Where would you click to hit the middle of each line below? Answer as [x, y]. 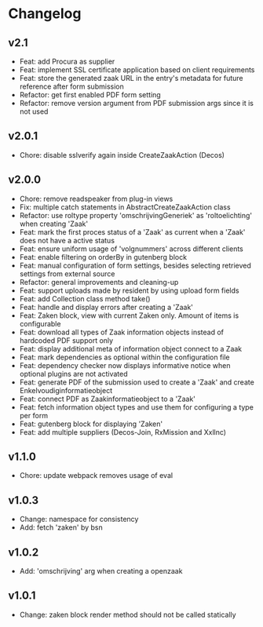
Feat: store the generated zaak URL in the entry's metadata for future [131, 78]
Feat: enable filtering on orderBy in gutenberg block [103, 257]
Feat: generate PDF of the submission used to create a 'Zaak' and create [137, 382]
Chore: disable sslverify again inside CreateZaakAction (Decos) [122, 155]
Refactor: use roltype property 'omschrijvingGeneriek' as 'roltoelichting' [136, 215]
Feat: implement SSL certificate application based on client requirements [137, 70]
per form [34, 415]
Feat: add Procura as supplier [67, 61]
